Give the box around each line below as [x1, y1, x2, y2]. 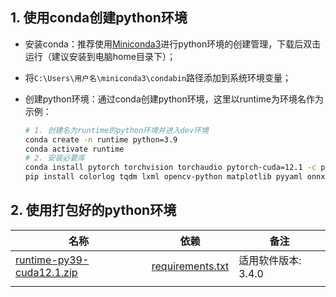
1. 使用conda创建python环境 [10, 9, 188, 27]
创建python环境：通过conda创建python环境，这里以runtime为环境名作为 [24, 93, 324, 105]
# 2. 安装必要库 [24, 153, 86, 163]
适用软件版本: [238, 253, 302, 267]
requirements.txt [151, 259, 230, 273]
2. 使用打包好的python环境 [10, 202, 177, 219]
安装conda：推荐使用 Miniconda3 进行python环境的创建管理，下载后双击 [24, 38, 322, 50]
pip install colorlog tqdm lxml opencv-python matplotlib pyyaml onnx [24, 172, 326, 182]
